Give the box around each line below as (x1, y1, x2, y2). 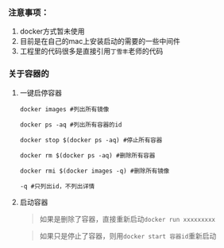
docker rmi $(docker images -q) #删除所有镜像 (19, 167, 170, 175)
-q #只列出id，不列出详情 (19, 182, 95, 190)
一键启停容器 (19, 87, 62, 97)
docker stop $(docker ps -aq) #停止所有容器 (19, 136, 163, 144)
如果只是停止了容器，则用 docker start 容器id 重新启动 (39, 231, 217, 240)
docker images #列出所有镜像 (19, 105, 110, 113)
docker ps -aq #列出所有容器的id (19, 121, 122, 129)
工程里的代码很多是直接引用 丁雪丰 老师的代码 (19, 46, 164, 56)
